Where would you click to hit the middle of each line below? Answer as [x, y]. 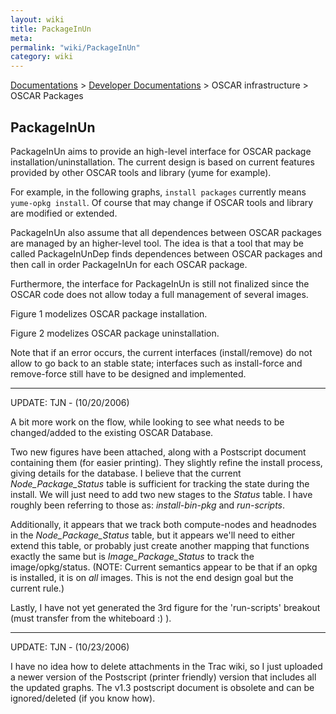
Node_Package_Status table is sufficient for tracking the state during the [160, 483]
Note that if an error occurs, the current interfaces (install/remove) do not [161, 352]
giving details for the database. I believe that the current [126, 473]
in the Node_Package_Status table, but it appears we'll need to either [153, 535]
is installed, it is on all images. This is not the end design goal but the [152, 577]
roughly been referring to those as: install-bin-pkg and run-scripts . [148, 505]
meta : [21, 38]
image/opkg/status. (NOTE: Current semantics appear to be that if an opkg [164, 567]
